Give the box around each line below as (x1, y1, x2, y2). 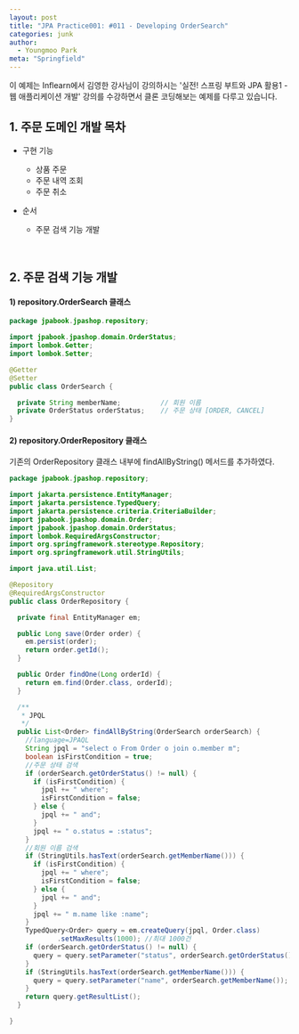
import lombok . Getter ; (9, 341, 93, 350)
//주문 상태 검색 (25, 761, 78, 769)
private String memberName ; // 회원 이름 (17, 398, 202, 407)
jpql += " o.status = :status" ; (32, 826, 153, 835)
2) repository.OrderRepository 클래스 (9, 435, 148, 445)
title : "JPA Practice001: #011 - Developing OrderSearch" (9, 21, 229, 30)
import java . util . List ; (9, 565, 98, 574)
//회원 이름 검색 (25, 843, 78, 852)
